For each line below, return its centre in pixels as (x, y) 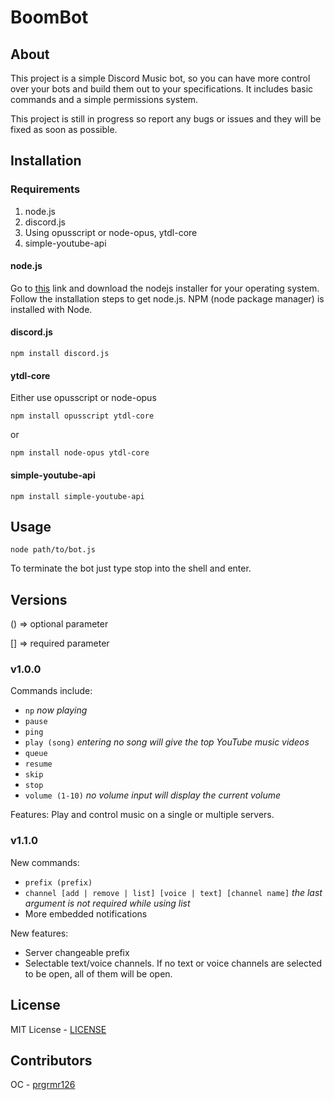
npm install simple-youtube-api (77, 496)
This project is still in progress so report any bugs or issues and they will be (166, 119)
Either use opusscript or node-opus (83, 398)
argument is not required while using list (107, 903)
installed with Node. (51, 309)
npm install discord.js (60, 354)
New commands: (45, 862)
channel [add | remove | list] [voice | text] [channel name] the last (173, 892)
